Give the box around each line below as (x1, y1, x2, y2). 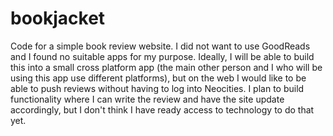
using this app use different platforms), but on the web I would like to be (10, 72, 307, 84)
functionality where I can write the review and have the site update (10, 93, 285, 105)
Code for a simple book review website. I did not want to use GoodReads (10, 40, 311, 52)
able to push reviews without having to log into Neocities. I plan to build (10, 82, 305, 94)
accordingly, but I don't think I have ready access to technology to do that (10, 103, 315, 116)
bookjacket (10, 7, 106, 30)
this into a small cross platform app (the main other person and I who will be (10, 61, 323, 73)
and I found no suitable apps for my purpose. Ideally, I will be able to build (10, 50, 315, 62)
